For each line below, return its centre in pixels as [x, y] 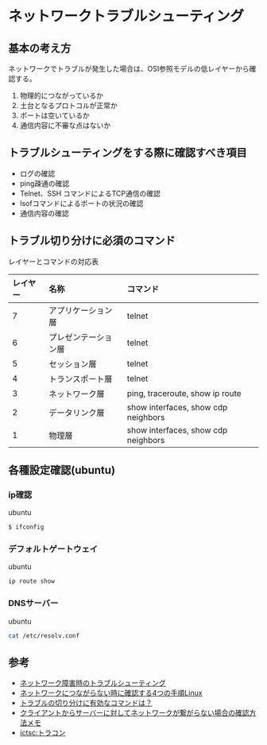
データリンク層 [77, 413]
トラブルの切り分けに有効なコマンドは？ [86, 703]
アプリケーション [81, 310]
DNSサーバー [33, 603]
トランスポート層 [81, 378]
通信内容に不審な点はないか [65, 125]
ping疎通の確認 [44, 183]
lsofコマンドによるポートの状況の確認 [81, 203]
